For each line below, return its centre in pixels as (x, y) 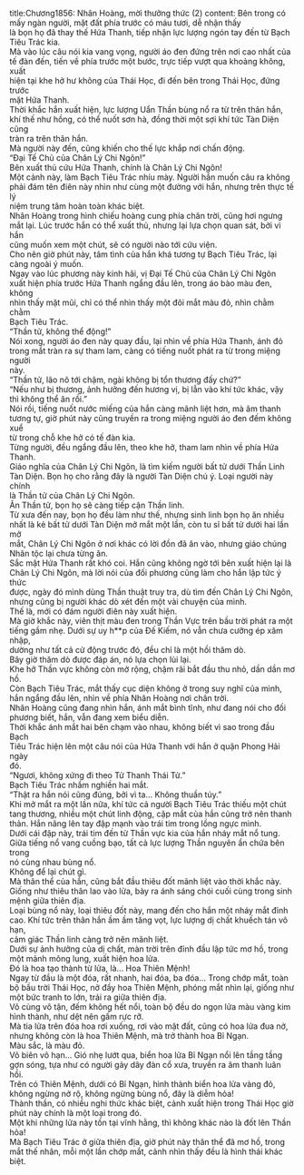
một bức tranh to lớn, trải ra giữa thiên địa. (88, 997)
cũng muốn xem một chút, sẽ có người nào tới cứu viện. (113, 245)
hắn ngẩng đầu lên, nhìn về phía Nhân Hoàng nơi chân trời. (119, 698)
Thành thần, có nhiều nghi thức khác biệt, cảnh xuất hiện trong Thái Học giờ (152, 1103)
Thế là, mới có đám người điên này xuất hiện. (93, 611)
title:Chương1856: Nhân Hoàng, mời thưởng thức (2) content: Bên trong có (148, 13)
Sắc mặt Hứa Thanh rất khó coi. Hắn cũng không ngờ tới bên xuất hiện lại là (151, 563)
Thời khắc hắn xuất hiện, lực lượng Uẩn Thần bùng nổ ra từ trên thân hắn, (146, 109)
